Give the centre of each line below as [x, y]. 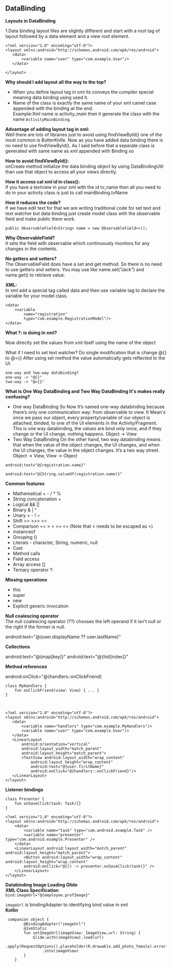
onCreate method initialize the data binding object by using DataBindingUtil [84, 166]
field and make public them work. [40, 219]
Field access [26, 559]
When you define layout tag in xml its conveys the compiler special [83, 92]
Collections [18, 647]
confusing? [18, 396]
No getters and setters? [31, 258]
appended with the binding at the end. [53, 108]
